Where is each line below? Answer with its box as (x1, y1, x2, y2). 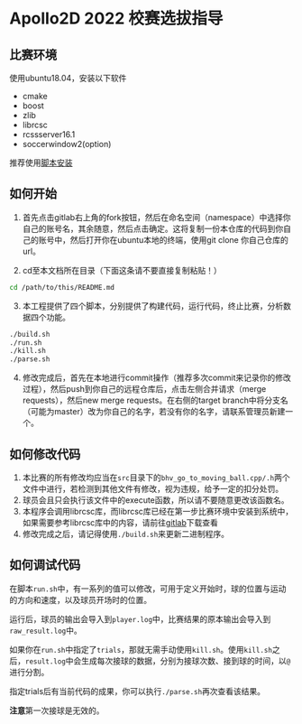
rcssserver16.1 (22, 129, 76, 140)
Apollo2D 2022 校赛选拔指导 (9, 8, 224, 29)
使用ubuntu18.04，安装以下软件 (9, 73, 127, 83)
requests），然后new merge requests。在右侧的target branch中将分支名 (22, 394, 288, 406)
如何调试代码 (9, 557, 81, 573)
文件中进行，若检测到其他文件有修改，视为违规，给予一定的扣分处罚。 (22, 484, 284, 494)
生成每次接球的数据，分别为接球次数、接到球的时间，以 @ (80, 655, 291, 666)
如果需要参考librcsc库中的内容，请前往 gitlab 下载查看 (22, 517, 218, 528)
